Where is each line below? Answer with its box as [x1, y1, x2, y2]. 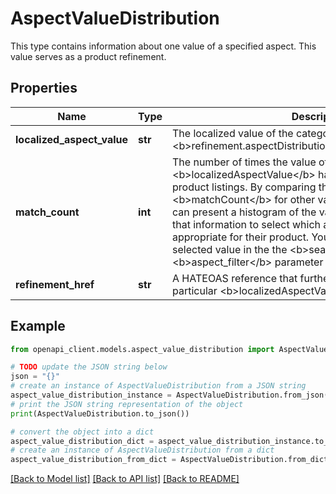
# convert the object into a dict [10, 427, 155, 437]
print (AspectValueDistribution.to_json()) [10, 408, 190, 419]
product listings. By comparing [172, 180, 317, 194]
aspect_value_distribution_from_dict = [10, 455, 177, 465]
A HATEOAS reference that [172, 271, 298, 285]
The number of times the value [172, 155, 317, 169]
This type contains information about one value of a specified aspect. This [10, 40, 317, 52]
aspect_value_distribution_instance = [10, 390, 172, 401]
